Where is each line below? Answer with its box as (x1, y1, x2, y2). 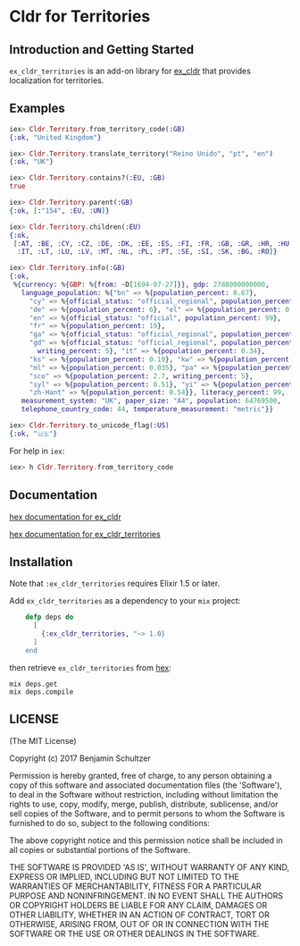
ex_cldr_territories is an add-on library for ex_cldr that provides (9, 65, 252, 76)
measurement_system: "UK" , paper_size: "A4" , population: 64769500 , (21, 396, 281, 406)
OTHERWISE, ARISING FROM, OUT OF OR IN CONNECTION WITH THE (9, 918, 270, 929)
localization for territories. (9, 75, 104, 86)
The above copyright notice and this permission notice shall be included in (9, 834, 283, 846)
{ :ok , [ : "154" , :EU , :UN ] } (9, 206, 110, 215)
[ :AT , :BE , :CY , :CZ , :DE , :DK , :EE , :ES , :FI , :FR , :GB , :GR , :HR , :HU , (12, 239, 294, 248)
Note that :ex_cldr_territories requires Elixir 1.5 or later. (9, 579, 221, 589)
